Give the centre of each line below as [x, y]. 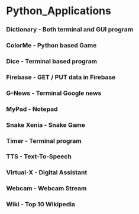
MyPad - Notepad [32, 109]
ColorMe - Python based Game [51, 46]
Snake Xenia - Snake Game [46, 124]
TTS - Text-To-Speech [39, 156]
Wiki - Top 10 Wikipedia [41, 205]
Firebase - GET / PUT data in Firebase [61, 77]
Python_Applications [59, 11]
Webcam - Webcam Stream [46, 189]
